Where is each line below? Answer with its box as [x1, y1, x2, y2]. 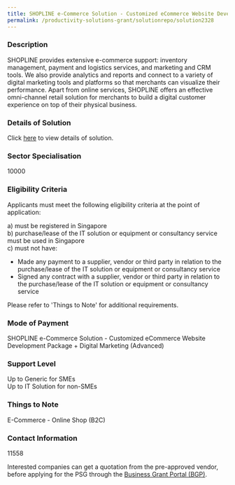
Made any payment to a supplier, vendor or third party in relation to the [17, 257, 222, 266]
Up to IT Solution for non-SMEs [7, 382, 98, 391]
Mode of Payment [7, 318, 69, 328]
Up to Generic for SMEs [7, 375, 76, 384]
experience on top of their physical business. [7, 100, 138, 108]
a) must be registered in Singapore [7, 221, 107, 230]
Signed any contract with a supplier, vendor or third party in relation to [17, 272, 220, 281]
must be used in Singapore [7, 236, 85, 245]
